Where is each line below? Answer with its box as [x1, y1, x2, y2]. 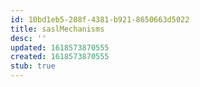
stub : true [10, 61, 56, 71]
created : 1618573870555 [10, 52, 110, 62]
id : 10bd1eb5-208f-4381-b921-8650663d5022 [10, 14, 190, 25]
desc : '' [10, 33, 47, 43]
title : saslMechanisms [10, 24, 105, 34]
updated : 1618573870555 [10, 42, 110, 53]
